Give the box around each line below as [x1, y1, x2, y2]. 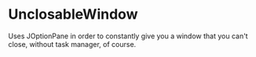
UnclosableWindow [8, 5, 138, 23]
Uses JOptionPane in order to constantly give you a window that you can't [8, 31, 249, 41]
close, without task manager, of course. [8, 39, 137, 48]
